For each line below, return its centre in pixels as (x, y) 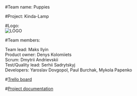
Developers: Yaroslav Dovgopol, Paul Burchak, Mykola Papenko (68, 70)
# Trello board (19, 79)
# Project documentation (29, 89)
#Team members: (23, 40)
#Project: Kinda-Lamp (27, 16)
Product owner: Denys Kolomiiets (38, 55)
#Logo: (12, 26)
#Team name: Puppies (27, 7)
